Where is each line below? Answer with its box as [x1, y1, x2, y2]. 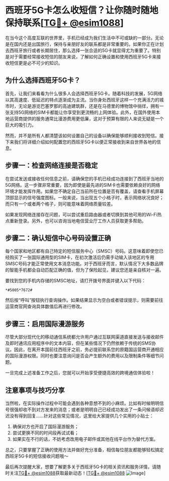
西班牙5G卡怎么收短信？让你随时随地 [5, 5, 158, 16]
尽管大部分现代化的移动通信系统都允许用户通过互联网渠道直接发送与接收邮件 [5, 334, 164, 340]
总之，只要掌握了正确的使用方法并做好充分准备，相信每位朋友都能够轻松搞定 [5, 447, 164, 453]
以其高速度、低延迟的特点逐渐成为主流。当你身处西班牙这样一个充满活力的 [5, 97, 159, 103]
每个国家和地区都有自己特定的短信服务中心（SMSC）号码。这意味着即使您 [5, 248, 159, 254]
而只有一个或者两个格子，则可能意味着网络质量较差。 [5, 201, 116, 207]
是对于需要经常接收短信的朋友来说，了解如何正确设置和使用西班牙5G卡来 [5, 53, 157, 59]
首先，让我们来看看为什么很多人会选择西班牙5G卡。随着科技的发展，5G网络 [5, 90, 162, 96]
